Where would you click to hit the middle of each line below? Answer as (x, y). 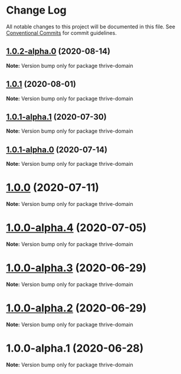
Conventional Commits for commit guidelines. (61, 32)
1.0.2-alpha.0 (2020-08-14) (58, 52)
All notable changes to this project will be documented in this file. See (91, 27)
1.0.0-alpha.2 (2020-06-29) (76, 308)
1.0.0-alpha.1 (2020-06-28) (75, 348)
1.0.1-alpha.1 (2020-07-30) (57, 117)
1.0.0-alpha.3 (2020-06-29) (76, 268)
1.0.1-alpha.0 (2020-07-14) (57, 150)
